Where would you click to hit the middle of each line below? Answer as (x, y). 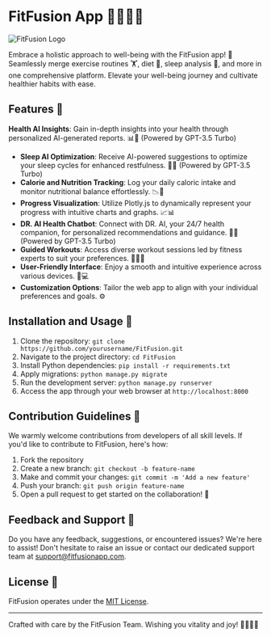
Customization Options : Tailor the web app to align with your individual (139, 287)
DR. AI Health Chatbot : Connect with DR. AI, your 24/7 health (122, 224)
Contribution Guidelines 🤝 (75, 416)
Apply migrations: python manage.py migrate (94, 373)
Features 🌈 (36, 110)
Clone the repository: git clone (72, 341)
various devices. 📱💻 (54, 276)
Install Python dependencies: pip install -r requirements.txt (125, 365)
